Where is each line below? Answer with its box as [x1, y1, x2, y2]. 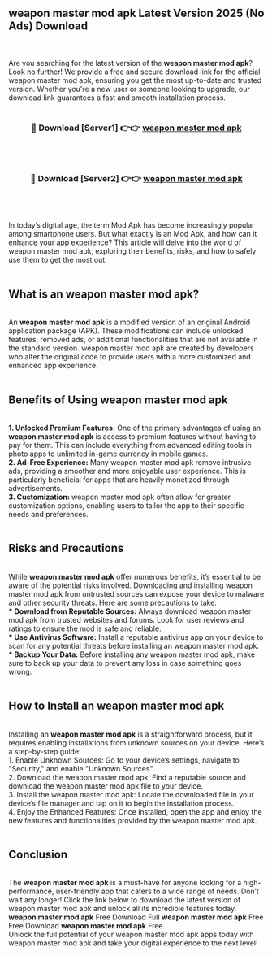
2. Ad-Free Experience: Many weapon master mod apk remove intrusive [8, 458, 252, 467]
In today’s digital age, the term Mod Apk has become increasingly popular [8, 220, 255, 230]
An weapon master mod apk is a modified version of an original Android [8, 317, 251, 328]
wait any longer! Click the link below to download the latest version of [8, 895, 241, 905]
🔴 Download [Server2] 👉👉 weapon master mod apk [30, 173, 243, 185]
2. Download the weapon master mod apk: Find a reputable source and [8, 772, 246, 782]
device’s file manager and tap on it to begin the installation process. [8, 798, 235, 808]
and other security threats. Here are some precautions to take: [8, 597, 218, 607]
